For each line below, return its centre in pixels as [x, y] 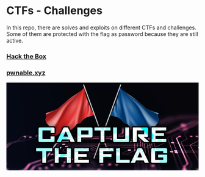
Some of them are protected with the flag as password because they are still [102, 34]
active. [15, 40]
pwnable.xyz [26, 73]
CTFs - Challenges [54, 11]
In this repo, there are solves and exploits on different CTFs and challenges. [101, 27]
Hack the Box [27, 56]
